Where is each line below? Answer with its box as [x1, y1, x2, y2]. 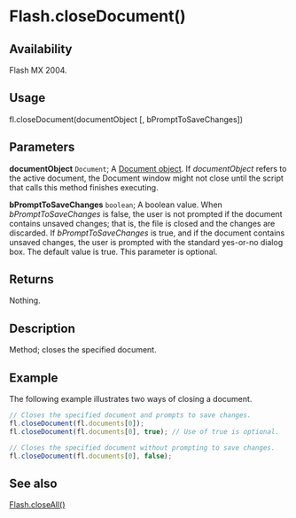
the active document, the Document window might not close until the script [9, 173, 284, 183]
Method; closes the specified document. [9, 344, 157, 355]
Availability [9, 42, 73, 57]
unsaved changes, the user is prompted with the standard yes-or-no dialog [9, 236, 284, 247]
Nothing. [9, 295, 42, 306]
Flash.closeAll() [9, 499, 66, 510]
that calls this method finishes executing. [9, 182, 159, 192]
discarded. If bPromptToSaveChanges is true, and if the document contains [9, 228, 285, 238]
